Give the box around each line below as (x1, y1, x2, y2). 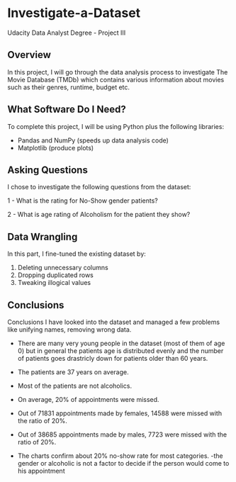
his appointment (17, 466, 65, 475)
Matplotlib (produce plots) (17, 143, 94, 152)
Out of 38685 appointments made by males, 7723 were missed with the (17, 430, 227, 439)
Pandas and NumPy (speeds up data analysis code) (17, 136, 169, 145)
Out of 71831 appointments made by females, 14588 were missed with (17, 409, 222, 417)
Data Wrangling (7, 230, 78, 242)
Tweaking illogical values (17, 279, 91, 287)
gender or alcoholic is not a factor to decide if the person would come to (17, 459, 230, 467)
